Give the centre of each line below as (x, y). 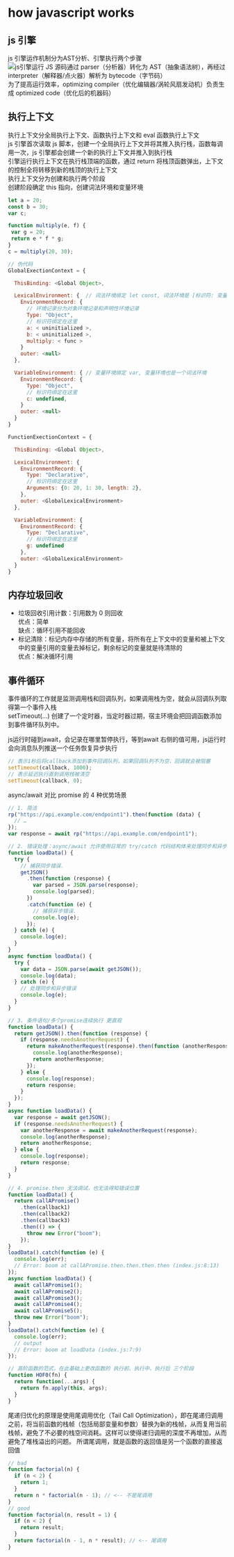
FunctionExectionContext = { (50, 437)
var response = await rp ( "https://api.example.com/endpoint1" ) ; (103, 834)
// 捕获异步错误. (55, 911)
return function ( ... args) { (55, 1382)
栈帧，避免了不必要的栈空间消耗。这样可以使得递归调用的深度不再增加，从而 (117, 1433)
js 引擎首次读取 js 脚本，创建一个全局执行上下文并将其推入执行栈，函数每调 (116, 143)
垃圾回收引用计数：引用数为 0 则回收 (70, 613)
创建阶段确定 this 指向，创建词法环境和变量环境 (76, 187)
